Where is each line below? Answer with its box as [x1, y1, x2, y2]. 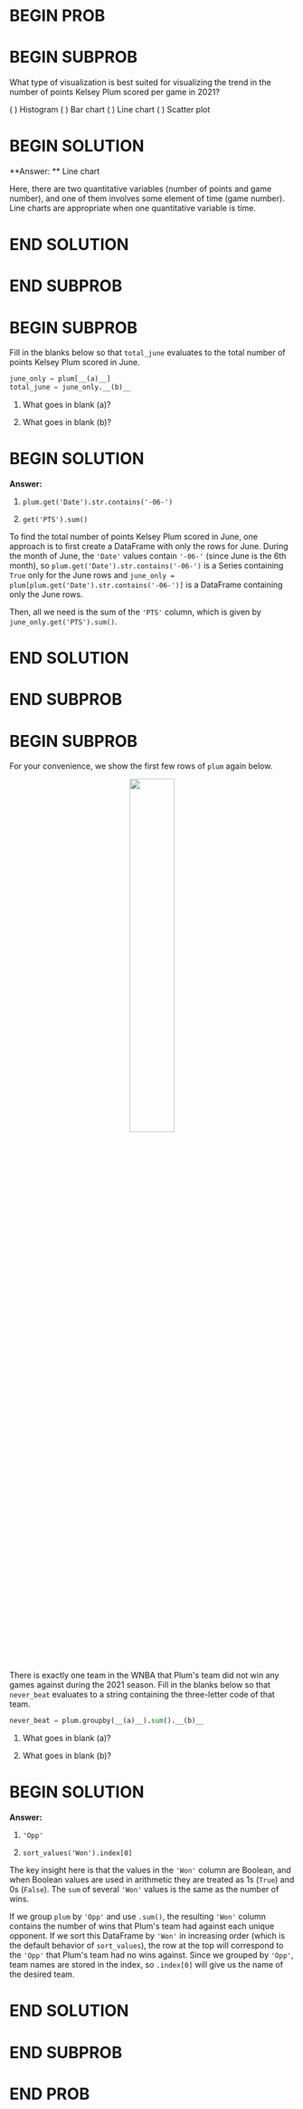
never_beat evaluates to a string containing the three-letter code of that [9, 1689, 276, 1700]
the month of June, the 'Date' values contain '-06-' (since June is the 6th [9, 550, 287, 562]
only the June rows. [9, 589, 83, 600]
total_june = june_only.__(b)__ [9, 382, 131, 392]
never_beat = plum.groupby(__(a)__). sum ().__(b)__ [9, 1717, 204, 1726]
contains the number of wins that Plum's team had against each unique [9, 1920, 275, 1931]
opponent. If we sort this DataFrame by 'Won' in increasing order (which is [9, 1930, 286, 1941]
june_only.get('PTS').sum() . [9, 616, 118, 627]
